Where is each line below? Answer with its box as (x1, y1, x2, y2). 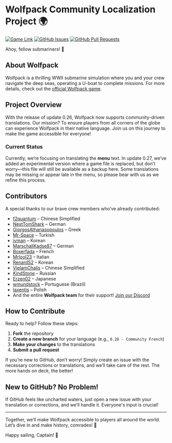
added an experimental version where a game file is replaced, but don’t (5, 161, 156, 167)
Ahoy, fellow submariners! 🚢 (5, 46, 64, 52)
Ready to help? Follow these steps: (5, 321, 79, 327)
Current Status (5, 143, 43, 150)
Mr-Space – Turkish (12, 232, 55, 238)
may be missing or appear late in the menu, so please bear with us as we (5, 171, 159, 178)
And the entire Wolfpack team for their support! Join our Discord (12, 292, 150, 298)
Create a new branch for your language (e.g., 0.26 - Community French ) (12, 336, 165, 342)
